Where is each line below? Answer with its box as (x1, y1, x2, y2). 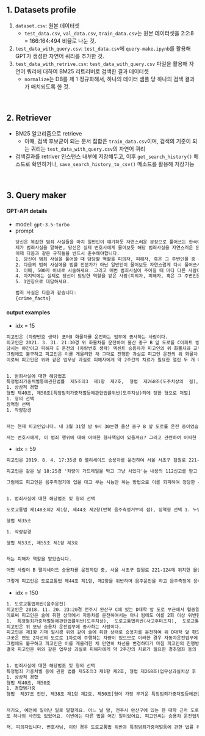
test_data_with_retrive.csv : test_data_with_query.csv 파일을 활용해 (15, 60, 188, 67)
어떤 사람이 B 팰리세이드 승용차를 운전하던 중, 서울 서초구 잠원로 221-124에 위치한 (6, 567, 191, 573)
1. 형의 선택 (6, 396, 35, 402)
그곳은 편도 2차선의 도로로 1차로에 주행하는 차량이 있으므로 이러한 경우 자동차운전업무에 (6, 635, 198, 641)
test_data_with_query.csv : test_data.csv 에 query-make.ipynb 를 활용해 (15, 45, 191, 52)
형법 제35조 (6, 518, 32, 524)
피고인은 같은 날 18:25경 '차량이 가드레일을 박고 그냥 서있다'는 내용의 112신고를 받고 (6, 468, 198, 475)
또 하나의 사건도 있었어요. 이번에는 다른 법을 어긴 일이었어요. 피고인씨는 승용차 (6, 713, 181, 720)
